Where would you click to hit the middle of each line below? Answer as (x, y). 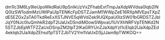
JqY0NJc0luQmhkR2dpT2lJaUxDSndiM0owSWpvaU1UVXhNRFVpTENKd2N (82, 22)
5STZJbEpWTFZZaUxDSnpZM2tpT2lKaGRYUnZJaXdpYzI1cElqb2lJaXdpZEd (82, 27)
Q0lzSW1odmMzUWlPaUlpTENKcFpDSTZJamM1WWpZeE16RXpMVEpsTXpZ (83, 12)
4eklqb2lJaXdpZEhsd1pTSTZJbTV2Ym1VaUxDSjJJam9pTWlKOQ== (73, 33)
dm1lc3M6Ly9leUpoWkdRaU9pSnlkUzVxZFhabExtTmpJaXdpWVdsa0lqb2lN (82, 7)
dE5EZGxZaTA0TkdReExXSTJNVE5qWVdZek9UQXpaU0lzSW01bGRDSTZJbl (83, 17)
